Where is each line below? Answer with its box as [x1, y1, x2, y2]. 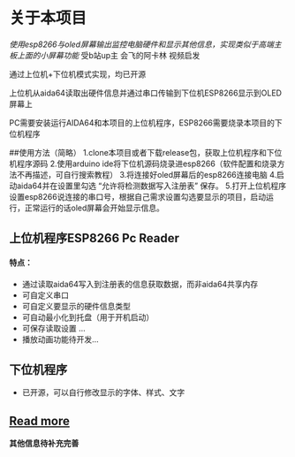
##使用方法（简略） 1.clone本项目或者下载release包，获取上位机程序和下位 [9, 147, 283, 157]
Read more [9, 413, 71, 429]
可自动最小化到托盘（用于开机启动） [21, 311, 155, 323]
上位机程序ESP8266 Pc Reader [9, 231, 179, 246]
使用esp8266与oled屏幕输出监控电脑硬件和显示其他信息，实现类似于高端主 [9, 39, 282, 50]
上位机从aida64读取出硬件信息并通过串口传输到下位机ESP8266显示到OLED [9, 88, 283, 98]
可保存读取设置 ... [21, 323, 86, 333]
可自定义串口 [21, 289, 69, 301]
